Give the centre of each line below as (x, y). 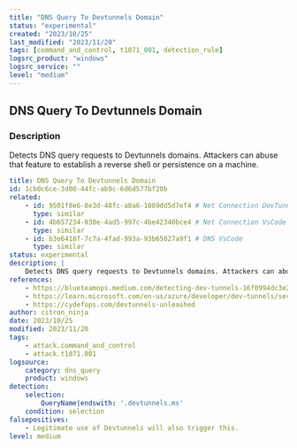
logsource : (29, 362)
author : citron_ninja (49, 313)
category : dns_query (63, 370)
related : (25, 197)
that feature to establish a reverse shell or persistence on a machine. (134, 165)
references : (31, 280)
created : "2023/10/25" (51, 34)
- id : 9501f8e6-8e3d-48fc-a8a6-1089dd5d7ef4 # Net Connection (142, 206)
